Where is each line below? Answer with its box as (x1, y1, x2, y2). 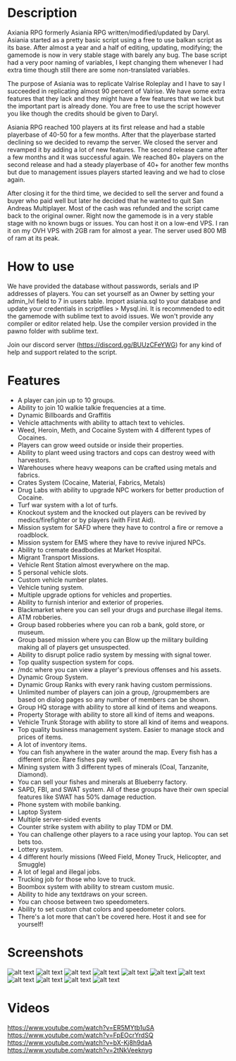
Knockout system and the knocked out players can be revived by (17, 508, 206, 516)
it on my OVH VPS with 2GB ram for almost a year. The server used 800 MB (7, 226, 227, 235)
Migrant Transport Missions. (17, 553, 100, 561)
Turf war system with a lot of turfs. (17, 500, 118, 509)
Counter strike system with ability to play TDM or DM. (17, 822, 173, 831)
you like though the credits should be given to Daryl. (7, 109, 159, 118)
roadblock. (17, 530, 49, 539)
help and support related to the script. (7, 347, 118, 356)
